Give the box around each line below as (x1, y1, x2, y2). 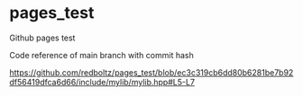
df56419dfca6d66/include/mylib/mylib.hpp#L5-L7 (9, 76, 196, 87)
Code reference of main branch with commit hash (9, 49, 194, 60)
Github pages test (9, 32, 76, 43)
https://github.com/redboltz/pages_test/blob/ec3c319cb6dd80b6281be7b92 (9, 66, 294, 78)
